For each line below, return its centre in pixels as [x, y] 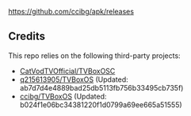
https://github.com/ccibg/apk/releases [71, 12]
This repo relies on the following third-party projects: [94, 56]
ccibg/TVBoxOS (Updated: [63, 96]
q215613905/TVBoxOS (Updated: [74, 79]
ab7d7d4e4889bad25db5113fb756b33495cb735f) [101, 87]
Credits [27, 36]
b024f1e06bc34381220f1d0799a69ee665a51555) [101, 104]
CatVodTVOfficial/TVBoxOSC [67, 71]
